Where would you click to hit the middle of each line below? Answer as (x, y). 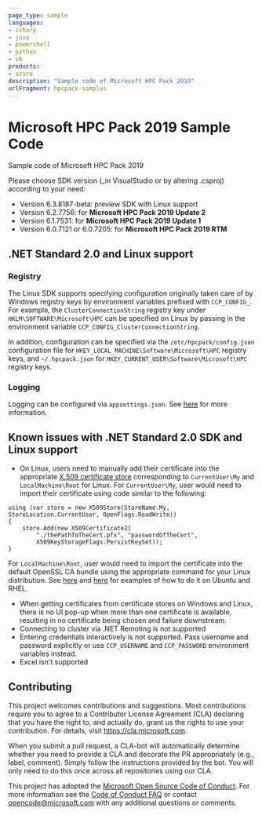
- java (19, 37)
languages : (26, 23)
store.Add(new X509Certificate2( (77, 529)
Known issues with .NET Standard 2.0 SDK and (126, 437)
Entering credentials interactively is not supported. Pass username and (134, 637)
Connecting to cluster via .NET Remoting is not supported (113, 629)
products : (24, 67)
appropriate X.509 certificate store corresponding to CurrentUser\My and (137, 477)
